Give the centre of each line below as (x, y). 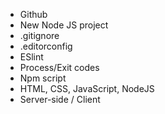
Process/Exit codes (59, 67)
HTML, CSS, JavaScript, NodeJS (87, 88)
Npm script (43, 78)
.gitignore (39, 35)
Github (33, 14)
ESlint (31, 57)
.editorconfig (46, 46)
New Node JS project (64, 25)
